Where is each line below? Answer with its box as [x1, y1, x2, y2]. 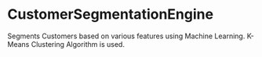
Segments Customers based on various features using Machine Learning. [7, 31, 246, 41]
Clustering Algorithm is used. [31, 39, 125, 48]
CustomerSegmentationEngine [7, 5, 213, 23]
